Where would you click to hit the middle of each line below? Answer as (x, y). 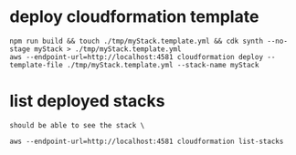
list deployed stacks (88, 101)
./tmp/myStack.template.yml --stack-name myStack (163, 65)
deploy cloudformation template (134, 17)
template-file (37, 65)
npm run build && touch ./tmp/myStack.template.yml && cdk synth (136, 41)
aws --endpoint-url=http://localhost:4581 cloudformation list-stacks (147, 141)
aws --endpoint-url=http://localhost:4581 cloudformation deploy (136, 57)
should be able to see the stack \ (77, 125)
